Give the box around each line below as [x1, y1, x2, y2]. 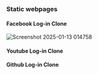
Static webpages [6, 5, 58, 13]
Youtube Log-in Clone [6, 47, 63, 55]
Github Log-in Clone [6, 61, 59, 69]
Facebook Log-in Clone [6, 20, 67, 27]
